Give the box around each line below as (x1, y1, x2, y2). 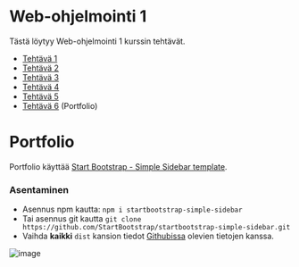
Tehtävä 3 (21, 71, 60, 82)
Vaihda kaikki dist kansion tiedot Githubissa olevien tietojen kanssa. (21, 230, 275, 242)
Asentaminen (9, 183, 70, 196)
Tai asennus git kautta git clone (21, 213, 142, 224)
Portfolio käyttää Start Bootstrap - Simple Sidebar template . (9, 161, 228, 171)
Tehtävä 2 (21, 63, 60, 73)
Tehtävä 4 (21, 81, 60, 92)
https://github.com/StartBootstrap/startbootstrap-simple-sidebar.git (21, 223, 291, 232)
